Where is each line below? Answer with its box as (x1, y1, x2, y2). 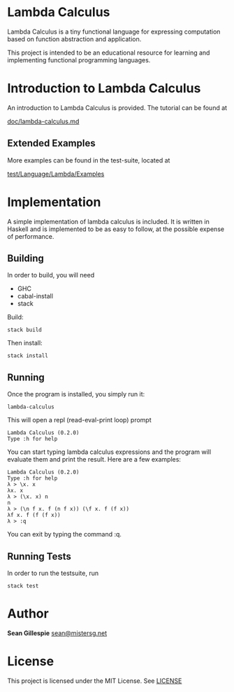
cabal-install (17, 292, 54, 300)
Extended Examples (7, 137, 96, 149)
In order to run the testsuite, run (7, 569, 99, 578)
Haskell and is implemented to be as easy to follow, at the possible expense (7, 225, 225, 233)
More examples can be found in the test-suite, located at (7, 155, 170, 165)
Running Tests (7, 551, 71, 562)
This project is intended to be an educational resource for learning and (7, 48, 210, 57)
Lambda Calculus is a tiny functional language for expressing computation (7, 27, 221, 36)
